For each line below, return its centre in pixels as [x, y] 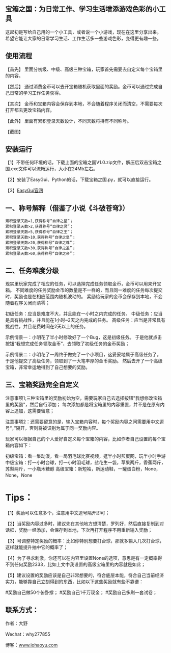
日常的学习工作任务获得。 [36, 93]
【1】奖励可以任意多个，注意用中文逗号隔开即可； [58, 513]
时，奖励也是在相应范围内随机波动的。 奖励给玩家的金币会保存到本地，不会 [84, 297]
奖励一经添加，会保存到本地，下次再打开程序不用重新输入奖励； [85, 530]
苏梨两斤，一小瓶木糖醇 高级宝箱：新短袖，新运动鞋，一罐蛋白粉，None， [83, 468]
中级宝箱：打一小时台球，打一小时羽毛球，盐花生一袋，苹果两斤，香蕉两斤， [85, 462]
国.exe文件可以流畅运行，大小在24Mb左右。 [51, 169]
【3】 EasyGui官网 [24, 191]
